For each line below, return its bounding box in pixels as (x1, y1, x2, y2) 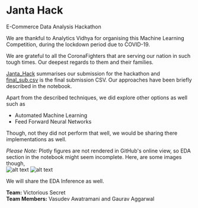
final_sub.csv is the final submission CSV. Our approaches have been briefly (6, 76, 192, 83)
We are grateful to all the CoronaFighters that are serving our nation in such (6, 52, 191, 59)
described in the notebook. (6, 82, 72, 89)
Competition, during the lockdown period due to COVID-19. (6, 41, 150, 48)
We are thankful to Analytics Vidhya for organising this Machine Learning (6, 34, 185, 41)
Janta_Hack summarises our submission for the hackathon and (6, 70, 160, 77)
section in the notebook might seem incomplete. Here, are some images (6, 153, 182, 160)
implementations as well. (6, 135, 67, 142)
